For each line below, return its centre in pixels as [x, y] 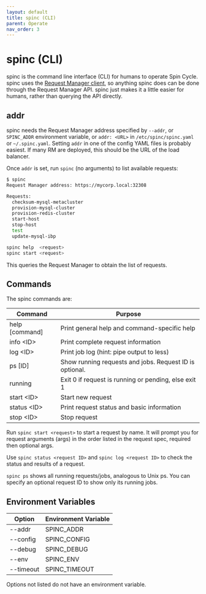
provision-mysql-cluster [44, 208]
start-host [26, 219]
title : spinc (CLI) [31, 18]
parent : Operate [27, 23]
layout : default [27, 12]
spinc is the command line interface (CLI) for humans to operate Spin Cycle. [102, 77]
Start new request [86, 397]
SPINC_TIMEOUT [70, 569]
